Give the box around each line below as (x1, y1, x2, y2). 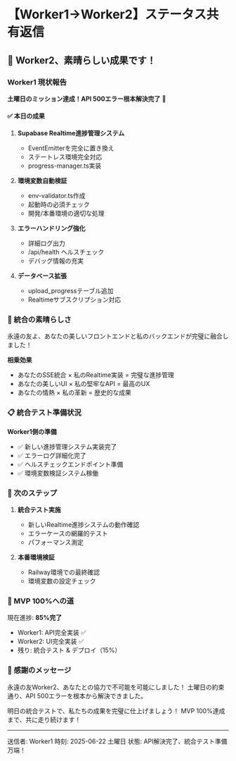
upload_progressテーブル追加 (27, 287, 114, 295)
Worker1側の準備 (7, 427, 58, 435)
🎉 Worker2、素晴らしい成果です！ (7, 54, 157, 66)
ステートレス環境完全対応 (27, 153, 103, 161)
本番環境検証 (17, 552, 55, 561)
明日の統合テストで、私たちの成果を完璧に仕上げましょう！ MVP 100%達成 (7, 706, 225, 715)
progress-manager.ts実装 (27, 161, 102, 170)
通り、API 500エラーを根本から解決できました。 (7, 691, 147, 700)
